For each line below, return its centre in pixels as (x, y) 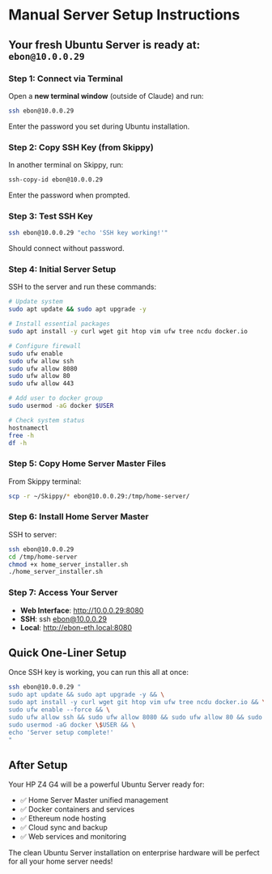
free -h (21, 435)
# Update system (36, 302)
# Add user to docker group (56, 398)
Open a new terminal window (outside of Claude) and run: (106, 95)
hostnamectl (28, 428)
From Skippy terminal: (45, 481)
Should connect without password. (66, 248)
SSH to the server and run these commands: (83, 287)
